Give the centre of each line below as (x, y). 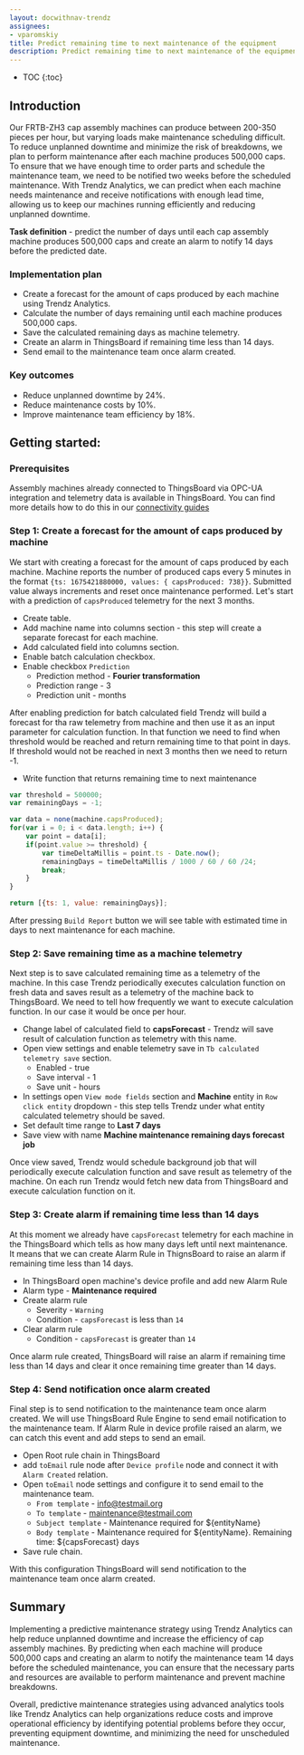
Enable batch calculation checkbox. (89, 657)
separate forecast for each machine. (90, 637)
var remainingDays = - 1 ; (56, 803)
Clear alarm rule (52, 1328)
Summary (38, 1607)
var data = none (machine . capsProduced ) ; (87, 820)
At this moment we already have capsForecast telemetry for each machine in (152, 1234)
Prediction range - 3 (73, 686)
